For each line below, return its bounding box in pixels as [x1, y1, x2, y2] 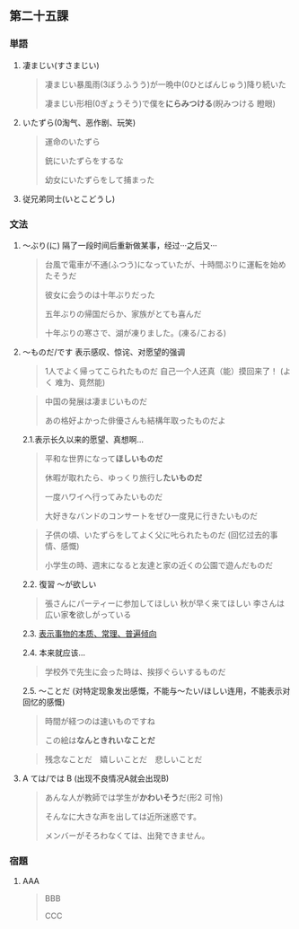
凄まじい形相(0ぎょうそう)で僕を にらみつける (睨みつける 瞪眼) [44, 98, 277, 109]
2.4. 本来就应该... [22, 647, 86, 658]
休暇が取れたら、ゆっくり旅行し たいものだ [44, 472, 203, 483]
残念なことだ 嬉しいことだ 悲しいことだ [44, 753, 203, 765]
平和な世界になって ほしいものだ [44, 452, 163, 464]
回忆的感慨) [22, 697, 66, 707]
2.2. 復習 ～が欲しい [22, 578, 97, 590]
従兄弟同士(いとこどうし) [22, 193, 116, 204]
